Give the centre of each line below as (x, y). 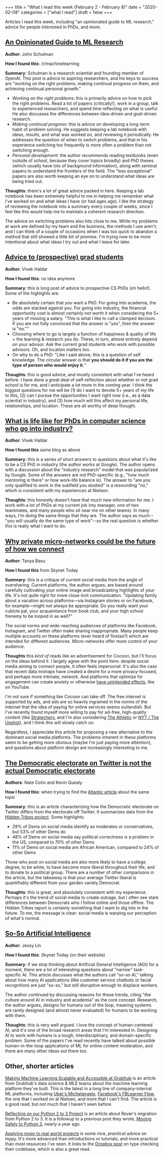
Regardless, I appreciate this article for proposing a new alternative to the (79, 732)
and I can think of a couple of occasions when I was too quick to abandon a (81, 231)
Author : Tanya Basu (25, 561)
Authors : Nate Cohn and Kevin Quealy (44, 783)
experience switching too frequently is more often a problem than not (82, 145)
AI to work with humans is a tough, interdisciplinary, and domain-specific (78, 1035)
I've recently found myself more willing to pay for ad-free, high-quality (76, 712)
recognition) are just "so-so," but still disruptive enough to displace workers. (82, 985)
